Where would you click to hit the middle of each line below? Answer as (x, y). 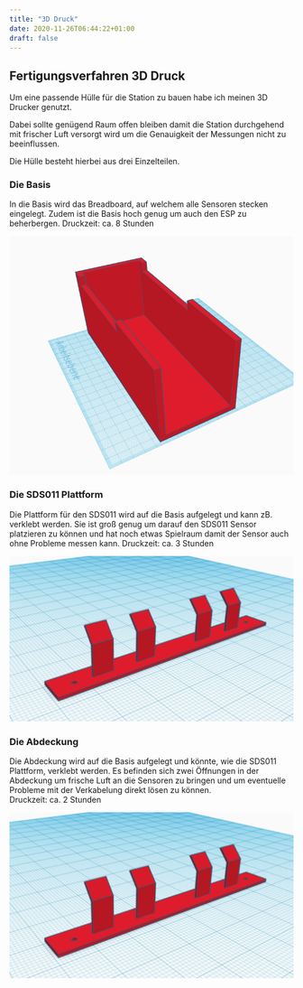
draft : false (34, 38)
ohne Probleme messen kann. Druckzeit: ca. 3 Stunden (112, 543)
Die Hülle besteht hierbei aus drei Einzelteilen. (95, 162)
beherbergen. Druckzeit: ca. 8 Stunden (82, 224)
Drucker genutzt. (41, 107)
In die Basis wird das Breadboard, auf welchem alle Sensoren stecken (139, 204)
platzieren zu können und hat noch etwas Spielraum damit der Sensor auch (149, 534)
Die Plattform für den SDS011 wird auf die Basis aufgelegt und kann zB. (141, 514)
